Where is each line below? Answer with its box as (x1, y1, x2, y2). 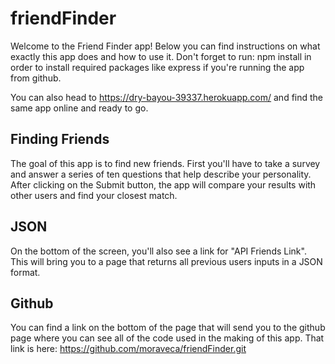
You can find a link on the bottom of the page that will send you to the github (10, 322, 326, 334)
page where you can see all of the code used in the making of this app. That (10, 332, 325, 344)
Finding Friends (10, 131, 110, 148)
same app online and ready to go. (10, 102, 149, 114)
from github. (10, 72, 62, 84)
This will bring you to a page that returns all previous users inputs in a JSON (10, 255, 323, 267)
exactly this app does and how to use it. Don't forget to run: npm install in (10, 50, 312, 62)
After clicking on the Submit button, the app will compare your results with (10, 178, 317, 191)
